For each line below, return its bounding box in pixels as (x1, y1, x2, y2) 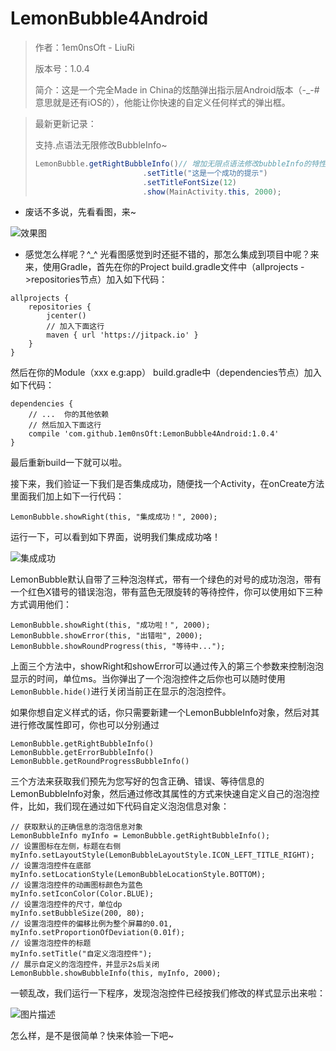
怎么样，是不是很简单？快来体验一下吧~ (10, 1030, 175, 1042)
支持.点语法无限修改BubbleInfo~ (34, 138, 168, 151)
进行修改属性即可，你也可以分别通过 (10, 719, 160, 731)
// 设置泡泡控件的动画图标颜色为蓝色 (10, 880, 143, 891)
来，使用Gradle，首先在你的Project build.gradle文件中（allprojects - (24, 261, 305, 273)
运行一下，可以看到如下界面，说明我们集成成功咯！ (10, 531, 221, 543)
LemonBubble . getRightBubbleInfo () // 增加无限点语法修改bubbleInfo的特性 (34, 158, 327, 169)
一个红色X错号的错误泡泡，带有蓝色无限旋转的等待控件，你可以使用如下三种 (10, 586, 323, 598)
